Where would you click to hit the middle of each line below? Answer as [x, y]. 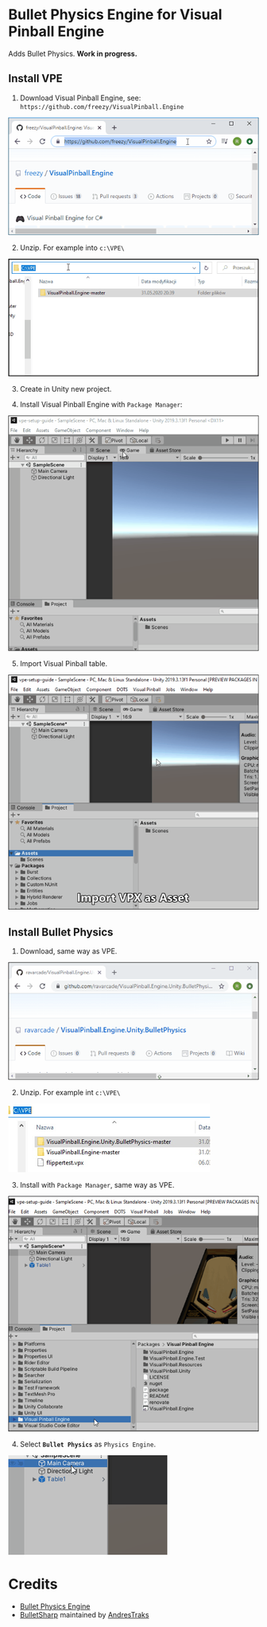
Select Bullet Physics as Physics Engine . [88, 1444]
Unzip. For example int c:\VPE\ [70, 1093]
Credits [33, 1584]
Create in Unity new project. [66, 389]
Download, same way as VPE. [68, 951]
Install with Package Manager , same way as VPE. [97, 1185]
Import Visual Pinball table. [64, 663]
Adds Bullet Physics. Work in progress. [73, 53]
